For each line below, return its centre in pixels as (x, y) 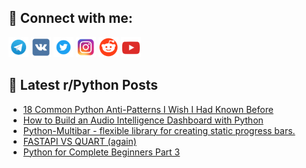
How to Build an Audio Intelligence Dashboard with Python (143, 120)
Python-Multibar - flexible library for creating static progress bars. (159, 130)
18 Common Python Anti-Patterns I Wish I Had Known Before (148, 109)
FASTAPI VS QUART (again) (79, 141)
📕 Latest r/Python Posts (83, 85)
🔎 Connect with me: (70, 18)
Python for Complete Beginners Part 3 (101, 152)
